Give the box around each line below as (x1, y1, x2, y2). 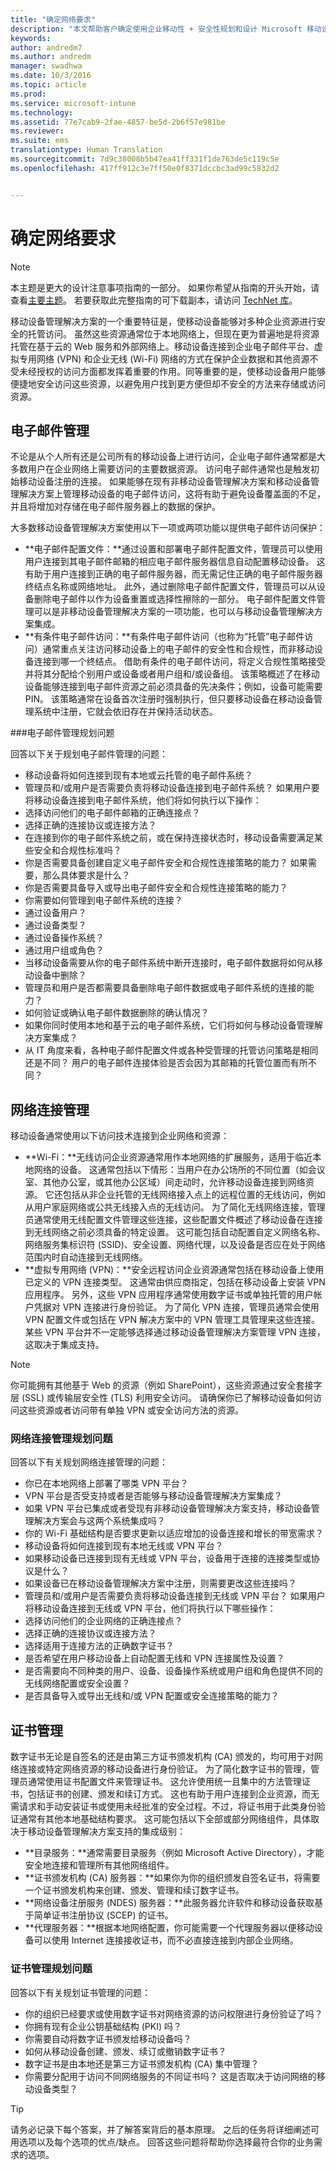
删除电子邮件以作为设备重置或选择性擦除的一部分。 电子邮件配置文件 (33, 593, 317, 605)
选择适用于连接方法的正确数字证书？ (24, 1640, 175, 1652)
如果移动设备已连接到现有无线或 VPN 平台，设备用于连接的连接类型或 (24, 1552, 312, 1565)
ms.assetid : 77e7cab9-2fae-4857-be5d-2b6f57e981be (10, 117, 226, 127)
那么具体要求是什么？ (42, 869, 131, 881)
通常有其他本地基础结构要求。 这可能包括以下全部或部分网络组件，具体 (18, 1813, 311, 1825)
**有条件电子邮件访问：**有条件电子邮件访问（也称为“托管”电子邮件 (24, 631, 305, 643)
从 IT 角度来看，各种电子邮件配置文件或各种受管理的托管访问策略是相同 (24, 1044, 319, 1056)
